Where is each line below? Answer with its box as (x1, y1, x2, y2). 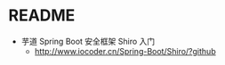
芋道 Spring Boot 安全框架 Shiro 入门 (20, 36, 156, 46)
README (8, 5, 76, 26)
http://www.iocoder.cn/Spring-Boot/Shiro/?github (34, 45, 216, 56)
